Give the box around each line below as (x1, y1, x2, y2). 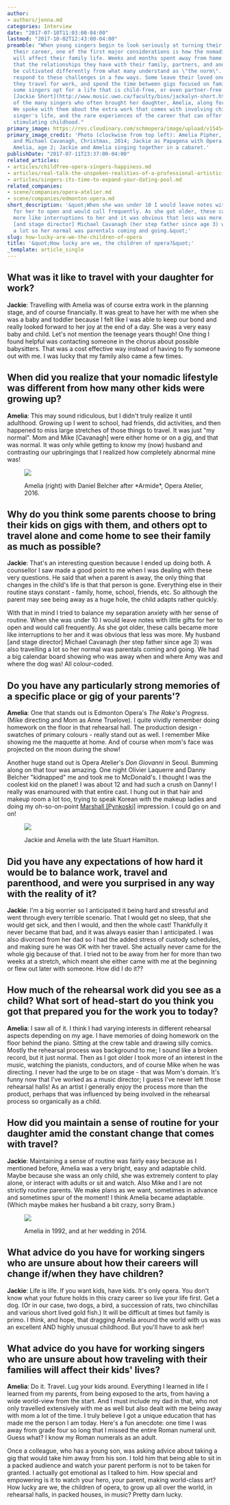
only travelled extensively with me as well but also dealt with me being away (7, 1404, 222, 1412)
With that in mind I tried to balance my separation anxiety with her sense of (7, 609, 219, 617)
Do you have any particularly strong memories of (7, 679, 220, 691)
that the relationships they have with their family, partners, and (13, 61, 213, 68)
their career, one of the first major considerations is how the (13, 49, 204, 56)
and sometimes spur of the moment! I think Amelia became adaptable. (7, 1193, 205, 1201)
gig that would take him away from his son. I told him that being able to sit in (7, 1454, 222, 1462)
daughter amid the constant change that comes (7, 1128, 214, 1140)
